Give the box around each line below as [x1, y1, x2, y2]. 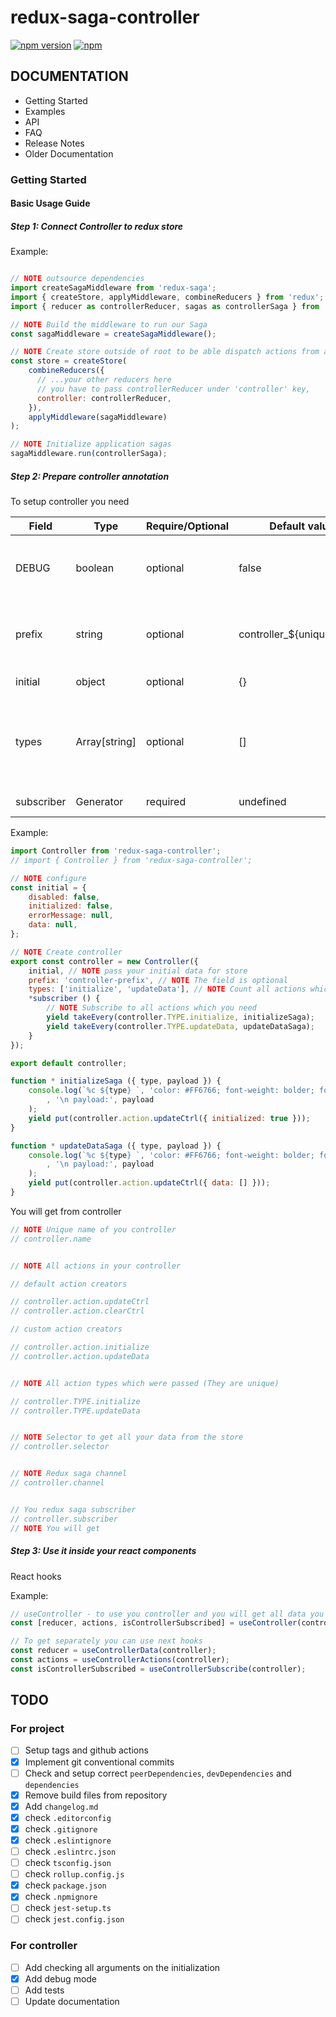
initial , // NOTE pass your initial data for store [28, 966, 248, 976]
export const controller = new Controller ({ [10, 956, 199, 966]
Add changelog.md [24, 1800, 99, 1812]
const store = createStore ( [10, 356, 128, 366]
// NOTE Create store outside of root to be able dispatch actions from [10, 347, 320, 357]
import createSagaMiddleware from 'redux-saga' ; [10, 283, 217, 293]
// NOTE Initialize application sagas [10, 439, 172, 450]
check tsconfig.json [24, 1857, 112, 1869]
